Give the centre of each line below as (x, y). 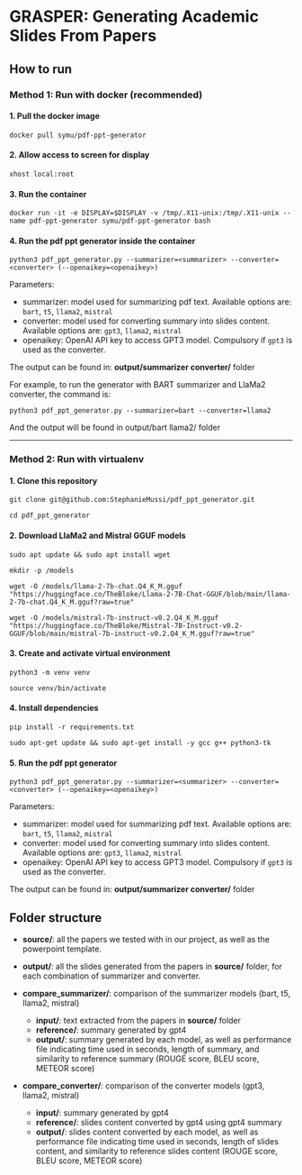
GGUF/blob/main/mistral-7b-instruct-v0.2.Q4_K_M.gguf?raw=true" (132, 633)
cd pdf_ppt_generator (50, 515)
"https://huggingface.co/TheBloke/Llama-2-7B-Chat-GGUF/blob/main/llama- (151, 594)
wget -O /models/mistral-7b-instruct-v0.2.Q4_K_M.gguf (114, 618)
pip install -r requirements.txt (72, 727)
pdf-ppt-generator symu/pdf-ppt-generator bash (120, 221)
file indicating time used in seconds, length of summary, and (147, 1049)
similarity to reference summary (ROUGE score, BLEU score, (147, 1059)
